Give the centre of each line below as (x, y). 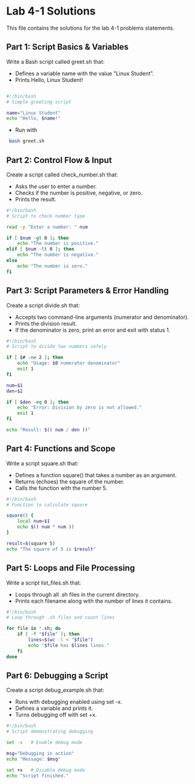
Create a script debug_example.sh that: (55, 690)
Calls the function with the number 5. (61, 488)
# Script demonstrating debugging (50, 732)
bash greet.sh (27, 141)
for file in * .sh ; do (34, 629)
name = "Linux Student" (34, 113)
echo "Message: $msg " (34, 759)
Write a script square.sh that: (42, 463)
